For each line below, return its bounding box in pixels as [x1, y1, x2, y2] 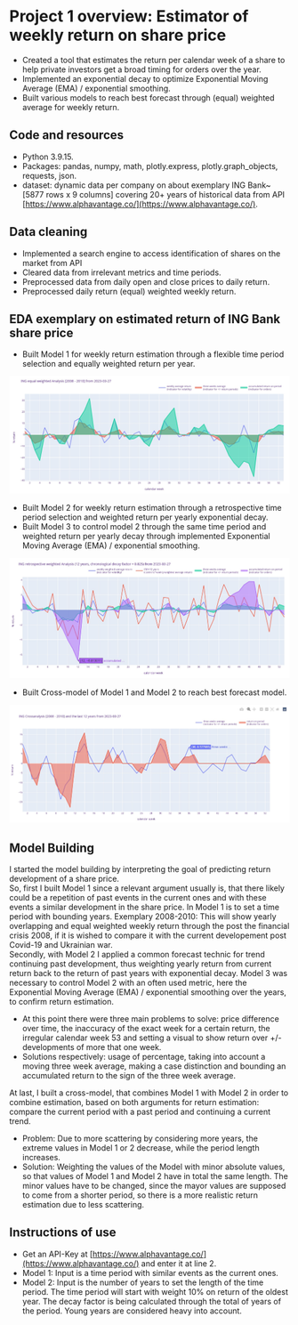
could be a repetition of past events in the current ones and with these [9, 892, 267, 902]
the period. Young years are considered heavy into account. [21, 1305, 243, 1316]
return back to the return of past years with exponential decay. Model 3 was [9, 967, 287, 978]
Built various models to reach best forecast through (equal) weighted [21, 92, 275, 103]
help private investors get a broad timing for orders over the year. [21, 64, 262, 75]
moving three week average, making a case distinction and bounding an [21, 1061, 286, 1071]
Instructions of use [9, 1225, 117, 1240]
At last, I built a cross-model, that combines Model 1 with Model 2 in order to [9, 1087, 289, 1098]
